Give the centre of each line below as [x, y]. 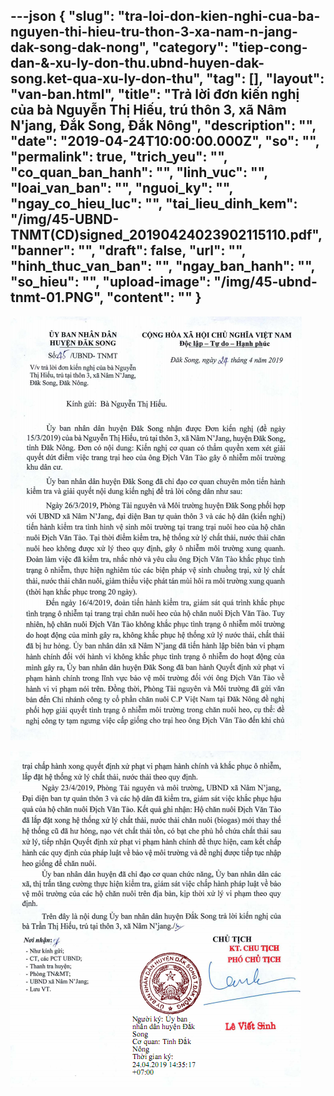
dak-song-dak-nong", [80, 47]
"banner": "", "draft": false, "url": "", [128, 250]
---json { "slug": [62, 16]
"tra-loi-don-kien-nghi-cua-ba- [219, 16]
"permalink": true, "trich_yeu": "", [119, 157]
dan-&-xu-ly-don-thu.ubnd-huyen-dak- [137, 63]
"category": [190, 47]
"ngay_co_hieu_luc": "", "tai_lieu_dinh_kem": [154, 204]
